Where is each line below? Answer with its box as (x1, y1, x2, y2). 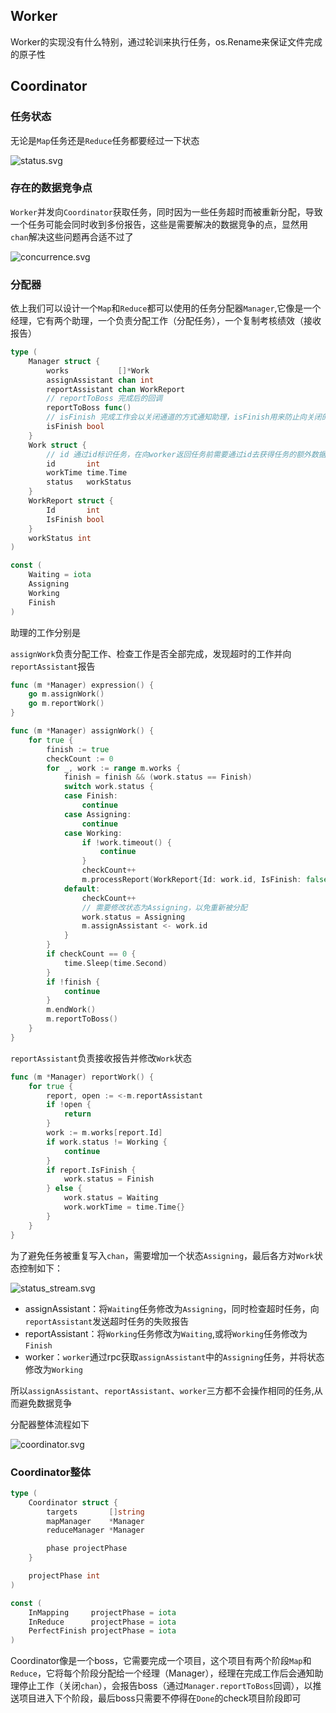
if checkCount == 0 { (46, 949, 137, 959)
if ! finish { (46, 977, 101, 987)
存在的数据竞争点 (10, 181, 93, 195)
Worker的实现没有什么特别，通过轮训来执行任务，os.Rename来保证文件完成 (10, 35, 323, 48)
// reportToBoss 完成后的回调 (46, 394, 163, 404)
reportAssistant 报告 (10, 660, 96, 672)
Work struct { (28, 440, 87, 450)
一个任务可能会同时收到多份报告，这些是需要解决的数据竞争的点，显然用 (10, 218, 308, 230)
